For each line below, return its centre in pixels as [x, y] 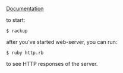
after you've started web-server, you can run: [62, 42]
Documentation [25, 9]
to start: [16, 20]
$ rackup [17, 31]
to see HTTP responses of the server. [52, 64]
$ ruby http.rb [25, 53]
